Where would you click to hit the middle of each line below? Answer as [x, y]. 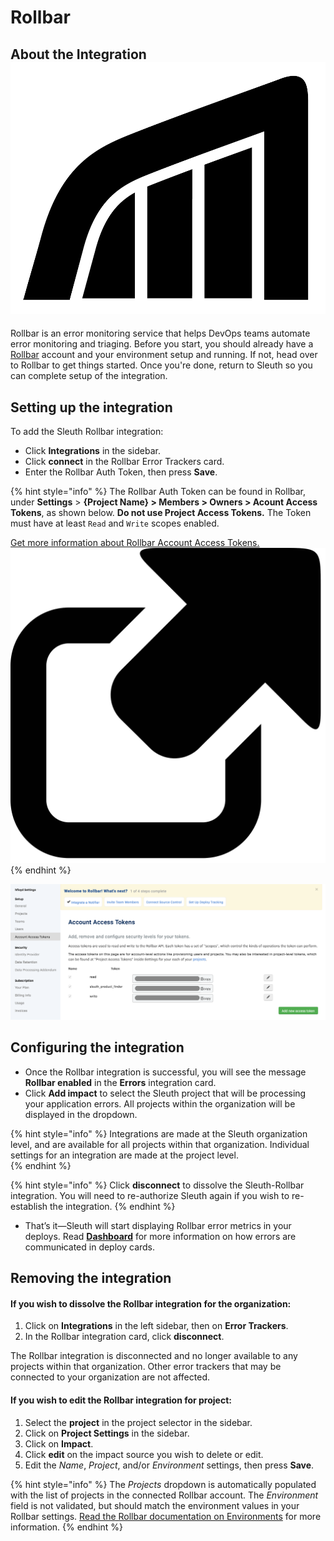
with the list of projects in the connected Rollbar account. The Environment [164, 1495]
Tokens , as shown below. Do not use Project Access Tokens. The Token [161, 512]
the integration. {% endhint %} [112, 1206]
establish [29, 1206]
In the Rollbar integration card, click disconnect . [124, 1337]
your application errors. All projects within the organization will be [160, 1103]
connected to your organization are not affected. [110, 1377]
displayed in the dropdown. [81, 1114]
